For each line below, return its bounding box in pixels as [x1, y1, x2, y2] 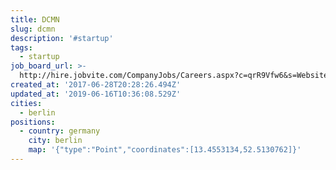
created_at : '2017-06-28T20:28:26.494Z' [10, 80, 182, 90]
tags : [10, 42, 33, 53]
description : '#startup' [10, 33, 114, 43]
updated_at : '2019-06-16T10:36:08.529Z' [10, 89, 182, 99]
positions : [10, 117, 56, 127]
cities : [10, 98, 43, 108]
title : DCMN [10, 14, 60, 25]
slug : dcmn [10, 24, 56, 34]
